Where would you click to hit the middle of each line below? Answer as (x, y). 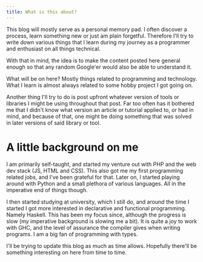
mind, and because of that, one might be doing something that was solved (99, 116)
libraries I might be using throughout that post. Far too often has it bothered (101, 103)
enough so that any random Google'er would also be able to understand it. (99, 67)
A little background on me (72, 147)
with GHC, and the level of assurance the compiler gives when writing (93, 227)
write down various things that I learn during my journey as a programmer (98, 42)
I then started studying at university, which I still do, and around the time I (98, 202)
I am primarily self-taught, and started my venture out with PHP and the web (101, 164)
